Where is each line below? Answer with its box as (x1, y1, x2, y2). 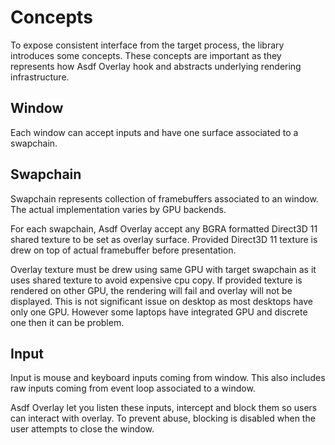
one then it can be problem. (10, 316, 125, 328)
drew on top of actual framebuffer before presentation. (10, 244, 237, 256)
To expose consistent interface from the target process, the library (10, 39, 285, 51)
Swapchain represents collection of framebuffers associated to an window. (10, 192, 319, 205)
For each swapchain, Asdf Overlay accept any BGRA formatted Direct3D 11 (10, 222, 318, 235)
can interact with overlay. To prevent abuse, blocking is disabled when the (10, 412, 316, 425)
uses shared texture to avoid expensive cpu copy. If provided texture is (10, 274, 303, 286)
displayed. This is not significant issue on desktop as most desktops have (10, 295, 313, 307)
